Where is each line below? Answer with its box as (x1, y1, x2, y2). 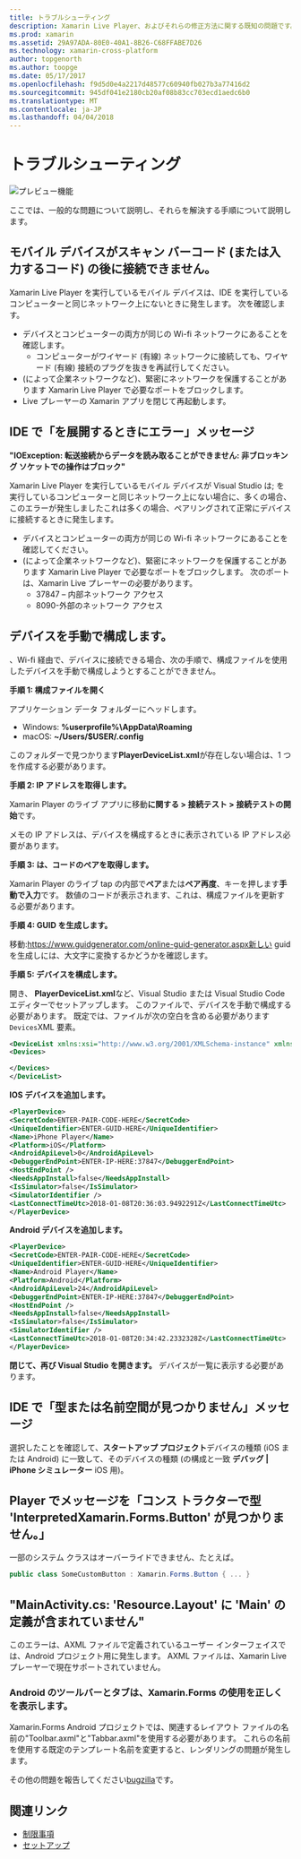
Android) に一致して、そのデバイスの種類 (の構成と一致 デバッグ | (26, 1453, 269, 1464)
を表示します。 (9, 1700, 73, 1712)
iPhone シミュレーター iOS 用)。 (9, 1464, 129, 1475)
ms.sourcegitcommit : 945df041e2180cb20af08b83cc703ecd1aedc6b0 (9, 88, 251, 97)
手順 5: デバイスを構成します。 (9, 968, 123, 979)
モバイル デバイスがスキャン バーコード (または (9, 245, 270, 260)
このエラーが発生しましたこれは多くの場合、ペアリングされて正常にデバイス (9, 503, 292, 513)
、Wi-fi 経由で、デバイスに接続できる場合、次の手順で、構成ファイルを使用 (9, 654, 288, 665)
